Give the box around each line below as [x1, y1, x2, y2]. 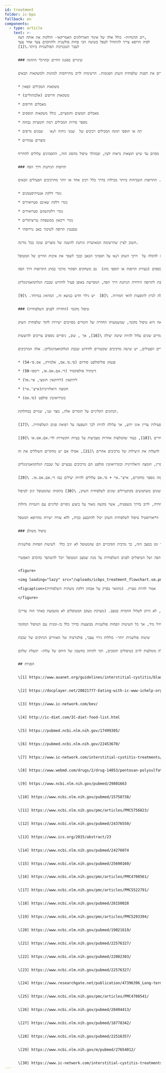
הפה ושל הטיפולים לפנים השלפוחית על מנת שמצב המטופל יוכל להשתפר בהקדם [31, 555, 161, 560]
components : [4, 21, 29, 26]
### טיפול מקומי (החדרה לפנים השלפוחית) [17, 307, 90, 312]
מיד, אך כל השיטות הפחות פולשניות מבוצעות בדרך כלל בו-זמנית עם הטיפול [30, 622, 155, 627]
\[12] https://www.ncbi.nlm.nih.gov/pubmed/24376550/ [17, 821, 132, 826]
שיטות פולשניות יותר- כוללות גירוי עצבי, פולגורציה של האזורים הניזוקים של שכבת [17, 635, 150, 640]
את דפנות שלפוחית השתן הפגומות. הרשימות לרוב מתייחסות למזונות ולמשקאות [29, 70, 155, 76]
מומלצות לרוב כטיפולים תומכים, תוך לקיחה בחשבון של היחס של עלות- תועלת [29, 648, 157, 653]
